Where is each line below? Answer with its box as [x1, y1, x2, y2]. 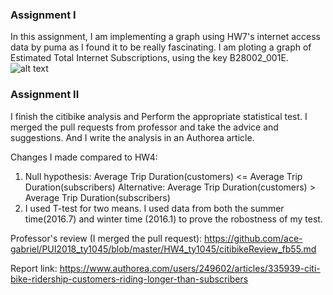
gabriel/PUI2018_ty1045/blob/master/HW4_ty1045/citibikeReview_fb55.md [10, 243, 317, 255]
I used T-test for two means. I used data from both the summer [24, 202, 285, 214]
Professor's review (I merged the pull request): [10, 232, 203, 244]
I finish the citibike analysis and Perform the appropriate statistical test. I [10, 110, 308, 122]
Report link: [10, 262, 58, 274]
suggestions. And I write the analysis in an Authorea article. [10, 131, 255, 143]
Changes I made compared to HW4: [10, 151, 158, 163]
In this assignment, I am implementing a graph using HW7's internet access [10, 31, 321, 43]
